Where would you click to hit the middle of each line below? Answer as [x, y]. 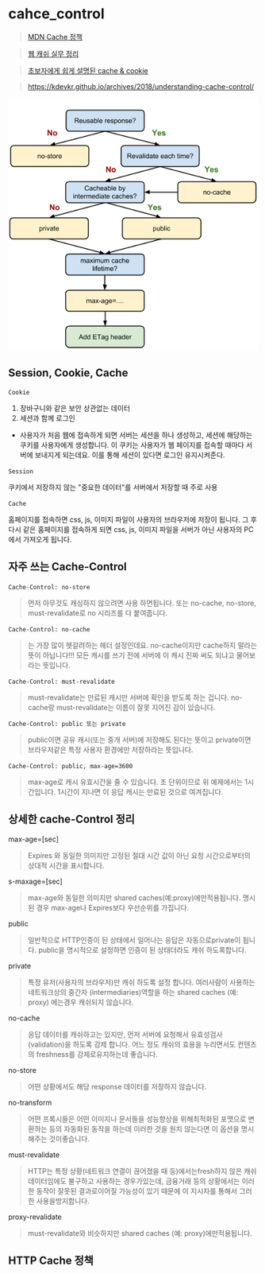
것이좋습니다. [69, 1139]
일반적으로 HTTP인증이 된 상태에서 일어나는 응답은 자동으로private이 [134, 940]
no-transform [30, 1102]
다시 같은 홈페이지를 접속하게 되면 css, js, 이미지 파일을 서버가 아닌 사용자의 [125, 529]
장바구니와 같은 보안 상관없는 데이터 [75, 408]
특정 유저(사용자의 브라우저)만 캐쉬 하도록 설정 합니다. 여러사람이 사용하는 [141, 982]
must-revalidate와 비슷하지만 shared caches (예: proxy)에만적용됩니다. [140, 1233]
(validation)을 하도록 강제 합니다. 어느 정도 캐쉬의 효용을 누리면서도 [132, 1044]
